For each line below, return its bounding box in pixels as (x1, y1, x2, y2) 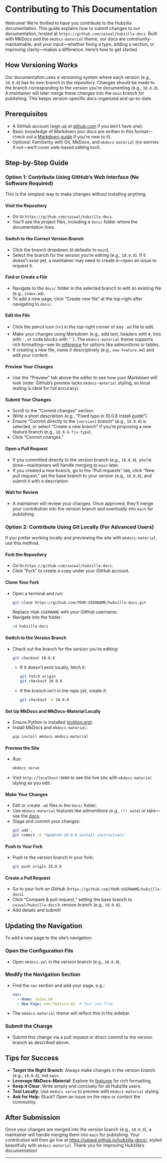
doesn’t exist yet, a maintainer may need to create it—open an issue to (12, 257, 157, 263)
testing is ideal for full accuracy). (12, 385, 80, 391)
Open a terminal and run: (12, 590, 64, 596)
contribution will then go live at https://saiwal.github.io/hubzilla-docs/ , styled (5, 1137, 162, 1143)
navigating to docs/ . (12, 301, 53, 307)
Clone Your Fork (5, 579, 39, 585)
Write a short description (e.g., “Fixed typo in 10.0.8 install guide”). (12, 413, 149, 419)
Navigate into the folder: (12, 614, 62, 620)
